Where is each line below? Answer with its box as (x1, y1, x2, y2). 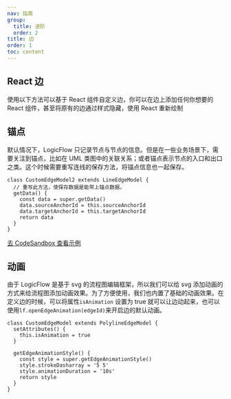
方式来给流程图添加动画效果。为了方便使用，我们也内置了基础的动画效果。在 (7, 289, 224, 297)
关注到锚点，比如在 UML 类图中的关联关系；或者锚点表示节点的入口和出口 (12, 154, 223, 162)
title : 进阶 (13, 23, 46, 30)
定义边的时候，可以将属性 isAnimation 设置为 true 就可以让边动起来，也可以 (7, 297, 220, 306)
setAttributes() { (13, 326, 67, 333)
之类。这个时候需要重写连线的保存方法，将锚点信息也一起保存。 (7, 162, 188, 171)
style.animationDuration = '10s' (19, 368, 115, 375)
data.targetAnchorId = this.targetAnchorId (19, 208, 146, 215)
